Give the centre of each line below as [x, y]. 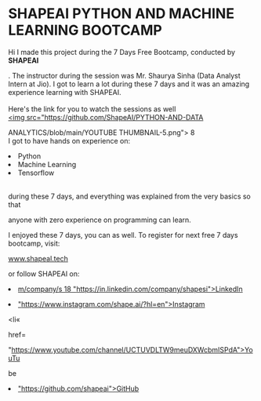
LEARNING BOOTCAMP [85, 30]
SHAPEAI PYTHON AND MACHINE [121, 14]
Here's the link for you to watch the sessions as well [92, 109]
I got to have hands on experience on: [69, 140]
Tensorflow [36, 173]
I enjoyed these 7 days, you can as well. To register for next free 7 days [123, 235]
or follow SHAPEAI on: [44, 273]
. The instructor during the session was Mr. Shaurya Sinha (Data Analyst [124, 75]
